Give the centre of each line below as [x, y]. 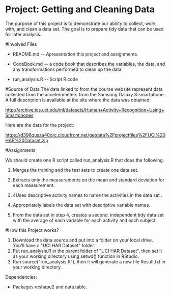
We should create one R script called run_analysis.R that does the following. [85, 160]
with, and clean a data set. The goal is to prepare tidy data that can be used [84, 29]
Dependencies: [21, 277]
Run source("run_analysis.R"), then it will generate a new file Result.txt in [89, 261]
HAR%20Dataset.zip [27, 140]
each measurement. [34, 185]
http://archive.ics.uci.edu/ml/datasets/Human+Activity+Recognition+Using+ [85, 110]
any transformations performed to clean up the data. [68, 69]
